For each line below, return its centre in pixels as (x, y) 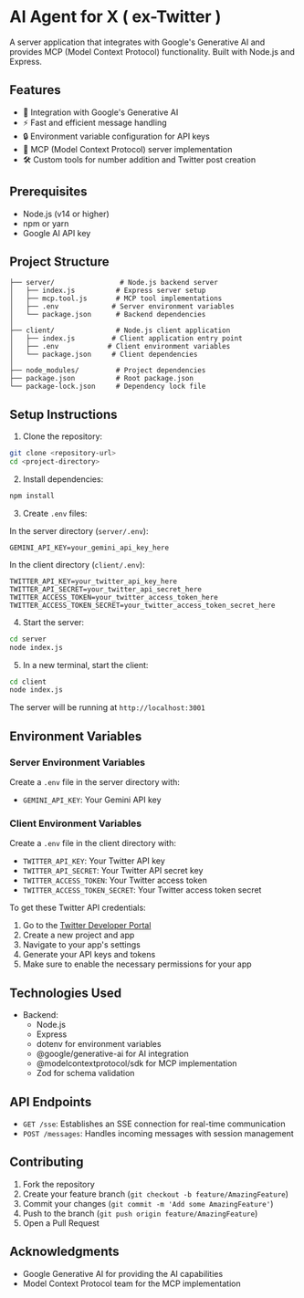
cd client (28, 682)
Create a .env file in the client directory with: (93, 843)
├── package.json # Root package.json (102, 379)
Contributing (47, 1162)
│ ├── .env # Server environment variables (122, 307)
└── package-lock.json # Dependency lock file (108, 387)
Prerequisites (48, 192)
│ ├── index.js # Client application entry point (126, 339)
